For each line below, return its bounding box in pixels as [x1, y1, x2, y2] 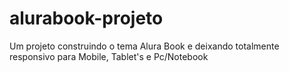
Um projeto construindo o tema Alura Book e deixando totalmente [9, 40, 280, 52]
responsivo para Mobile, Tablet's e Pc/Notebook [9, 50, 209, 62]
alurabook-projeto [9, 7, 164, 30]
